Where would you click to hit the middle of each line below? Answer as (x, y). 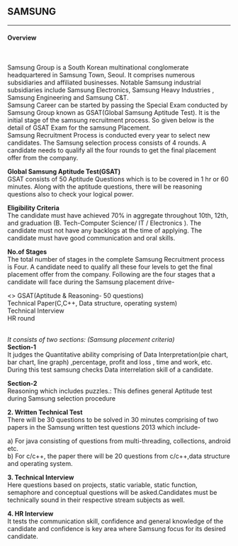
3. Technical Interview (41, 477)
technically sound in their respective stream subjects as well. (96, 500)
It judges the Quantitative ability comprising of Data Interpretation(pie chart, (118, 355)
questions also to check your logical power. (71, 194)
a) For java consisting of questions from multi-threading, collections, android (119, 441)
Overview (22, 38)
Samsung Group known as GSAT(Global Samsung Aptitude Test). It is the (114, 113)
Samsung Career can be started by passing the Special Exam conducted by (118, 105)
